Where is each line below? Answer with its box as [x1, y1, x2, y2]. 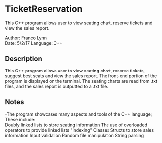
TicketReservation [5, 3, 83, 15]
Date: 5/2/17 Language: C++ [5, 40, 63, 46]
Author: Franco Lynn [5, 35, 47, 41]
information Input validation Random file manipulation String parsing [5, 132, 144, 138]
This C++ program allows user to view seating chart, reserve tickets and [5, 20, 153, 26]
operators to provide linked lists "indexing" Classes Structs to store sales [5, 127, 154, 133]
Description [5, 55, 42, 63]
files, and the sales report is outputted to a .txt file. [5, 83, 108, 89]
